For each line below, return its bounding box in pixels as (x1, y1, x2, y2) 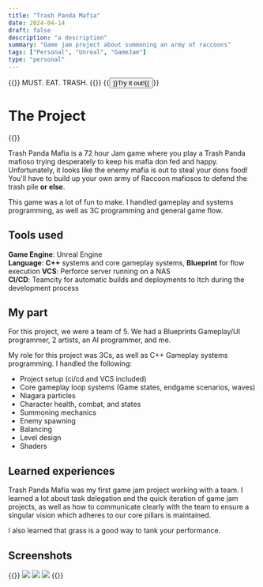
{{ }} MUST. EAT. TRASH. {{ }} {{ (8, 77, 110, 87)
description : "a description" (8, 33, 108, 42)
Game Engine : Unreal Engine (8, 250, 103, 259)
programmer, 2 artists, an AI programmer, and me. (8, 335, 171, 344)
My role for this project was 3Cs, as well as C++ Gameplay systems (8, 351, 228, 360)
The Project (8, 107, 86, 125)
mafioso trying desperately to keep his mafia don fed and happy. (8, 156, 219, 166)
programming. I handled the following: (8, 359, 132, 368)
